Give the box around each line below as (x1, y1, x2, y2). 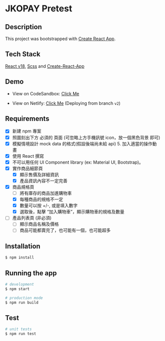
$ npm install (5, 255, 35, 260)
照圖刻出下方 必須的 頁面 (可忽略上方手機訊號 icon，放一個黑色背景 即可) (12, 134, 161, 140)
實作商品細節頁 (12, 165, 43, 171)
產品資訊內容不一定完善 (19, 177, 68, 183)
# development (5, 282, 35, 287)
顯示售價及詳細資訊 (19, 171, 59, 177)
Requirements (5, 115, 49, 123)
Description (5, 23, 42, 31)
